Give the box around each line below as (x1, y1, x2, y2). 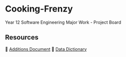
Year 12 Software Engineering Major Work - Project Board (5, 19, 122, 25)
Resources (5, 33, 39, 42)
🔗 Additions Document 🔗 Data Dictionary (5, 46, 87, 52)
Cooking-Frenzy (5, 3, 73, 14)
